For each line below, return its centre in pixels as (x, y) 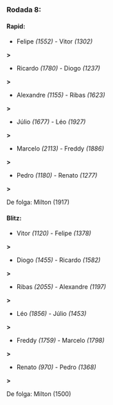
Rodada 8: (24, 10)
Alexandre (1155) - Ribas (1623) (61, 95)
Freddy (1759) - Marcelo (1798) (60, 341)
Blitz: (14, 218)
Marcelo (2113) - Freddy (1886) (60, 149)
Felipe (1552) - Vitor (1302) (54, 41)
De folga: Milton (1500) (39, 394)
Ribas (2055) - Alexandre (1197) (61, 287)
